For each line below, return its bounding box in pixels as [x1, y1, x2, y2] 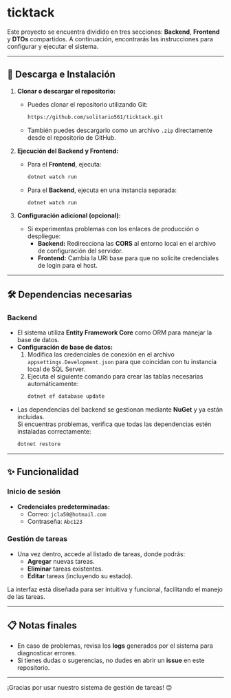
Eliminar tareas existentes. [27, 564, 103, 573]
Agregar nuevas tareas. [27, 557, 95, 565]
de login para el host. [37, 262, 98, 270]
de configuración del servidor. [37, 246, 124, 255]
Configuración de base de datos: [16, 343, 113, 352]
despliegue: [27, 232, 61, 240]
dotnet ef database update [27, 393, 105, 400]
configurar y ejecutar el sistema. [7, 42, 99, 50]
